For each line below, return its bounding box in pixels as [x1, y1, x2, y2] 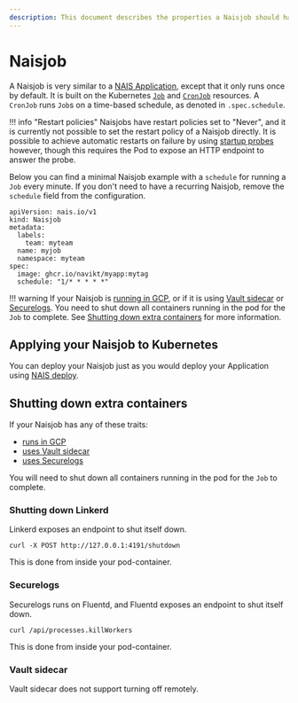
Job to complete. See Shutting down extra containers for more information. [9, 311, 282, 322]
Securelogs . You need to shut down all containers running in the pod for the [9, 302, 286, 313]
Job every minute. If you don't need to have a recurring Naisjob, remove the [9, 181, 285, 191]
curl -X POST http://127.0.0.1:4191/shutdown [9, 542, 180, 551]
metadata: [9, 223, 46, 231]
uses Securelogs [21, 456, 84, 466]
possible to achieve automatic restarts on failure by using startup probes [9, 135, 274, 146]
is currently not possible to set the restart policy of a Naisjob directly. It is [9, 126, 277, 137]
